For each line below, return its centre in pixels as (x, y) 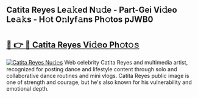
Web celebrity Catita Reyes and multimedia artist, (126, 62)
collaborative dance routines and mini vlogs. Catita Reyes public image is (98, 76)
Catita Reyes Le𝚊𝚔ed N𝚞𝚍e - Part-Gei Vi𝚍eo (92, 10)
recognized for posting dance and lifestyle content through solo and (92, 69)
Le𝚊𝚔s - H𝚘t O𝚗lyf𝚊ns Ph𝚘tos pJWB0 (80, 20)
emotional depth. (27, 89)
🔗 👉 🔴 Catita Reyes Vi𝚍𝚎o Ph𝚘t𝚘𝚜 (73, 45)
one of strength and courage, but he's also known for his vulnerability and (99, 82)
